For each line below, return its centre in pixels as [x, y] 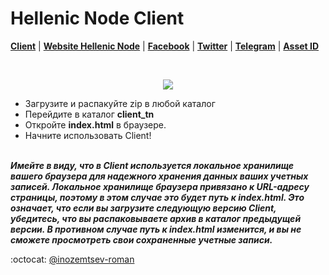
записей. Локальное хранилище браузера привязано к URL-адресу [160, 186]
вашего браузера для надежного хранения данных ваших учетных [159, 176]
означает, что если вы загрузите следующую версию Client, [143, 208]
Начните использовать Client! [88, 135]
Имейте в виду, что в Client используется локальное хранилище [152, 165]
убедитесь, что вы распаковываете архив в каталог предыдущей [156, 218]
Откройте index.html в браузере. [95, 124]
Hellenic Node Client [97, 18]
